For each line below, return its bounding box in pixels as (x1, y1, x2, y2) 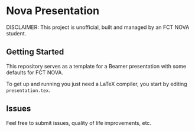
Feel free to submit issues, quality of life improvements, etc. (6, 119, 152, 126)
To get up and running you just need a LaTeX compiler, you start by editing (6, 80, 187, 87)
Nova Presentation (6, 4, 99, 18)
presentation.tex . (6, 87, 50, 94)
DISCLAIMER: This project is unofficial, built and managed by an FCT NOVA (6, 24, 190, 31)
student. (6, 29, 27, 37)
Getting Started (6, 47, 64, 57)
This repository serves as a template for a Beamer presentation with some (6, 62, 187, 70)
